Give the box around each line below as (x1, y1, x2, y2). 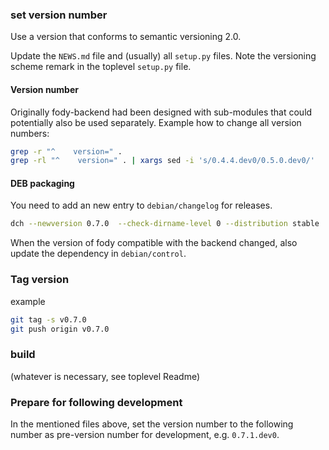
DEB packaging (10, 177, 75, 189)
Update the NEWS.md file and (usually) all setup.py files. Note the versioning (10, 50, 317, 62)
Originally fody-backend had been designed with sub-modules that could (10, 106, 313, 118)
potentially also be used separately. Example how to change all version (10, 116, 302, 128)
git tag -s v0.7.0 (10, 314, 87, 325)
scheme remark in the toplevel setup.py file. (10, 61, 192, 73)
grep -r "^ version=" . (10, 146, 123, 157)
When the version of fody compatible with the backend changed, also (10, 237, 298, 249)
